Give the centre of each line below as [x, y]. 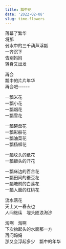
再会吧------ [18, 87]
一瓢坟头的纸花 [20, 155]
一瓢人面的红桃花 [22, 190]
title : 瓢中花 [18, 10]
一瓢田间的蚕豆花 [22, 178]
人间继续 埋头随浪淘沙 [29, 213]
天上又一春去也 [20, 206]
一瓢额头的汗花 [20, 161]
